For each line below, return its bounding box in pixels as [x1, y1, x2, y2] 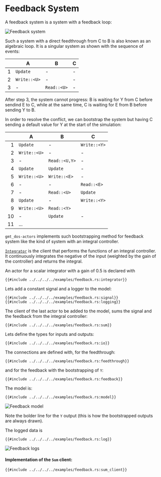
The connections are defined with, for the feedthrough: [5, 349, 116, 355]
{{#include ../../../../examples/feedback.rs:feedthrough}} [5, 358, 130, 364]
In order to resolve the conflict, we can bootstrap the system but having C [5, 116, 153, 122]
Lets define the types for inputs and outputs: [5, 331, 94, 337]
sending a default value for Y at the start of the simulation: [5, 122, 122, 127]
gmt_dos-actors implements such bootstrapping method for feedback [5, 233, 144, 239]
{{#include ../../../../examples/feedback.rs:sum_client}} [5, 467, 127, 473]
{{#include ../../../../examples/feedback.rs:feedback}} [5, 376, 123, 381]
